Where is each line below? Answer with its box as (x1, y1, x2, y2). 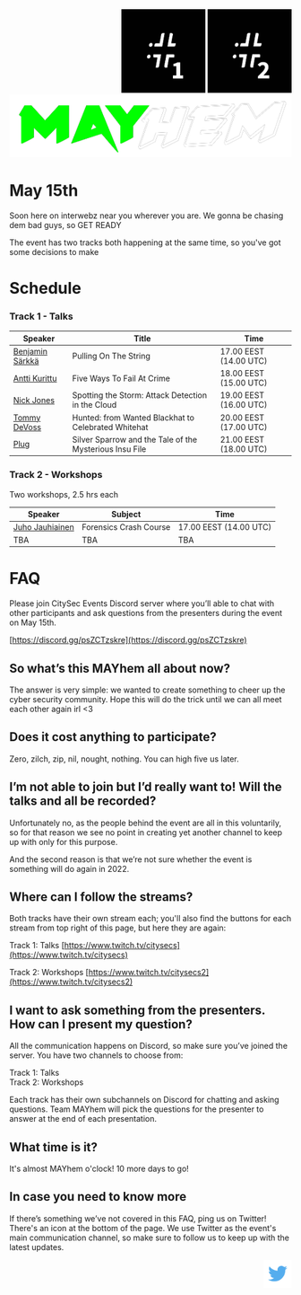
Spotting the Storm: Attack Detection (72, 390, 208, 401)
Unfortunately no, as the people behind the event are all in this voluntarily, (9, 817, 282, 828)
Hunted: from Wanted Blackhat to (72, 412, 195, 423)
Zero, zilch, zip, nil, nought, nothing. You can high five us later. (9, 753, 239, 764)
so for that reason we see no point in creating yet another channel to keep (9, 826, 283, 838)
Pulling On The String (72, 350, 150, 362)
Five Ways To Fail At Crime (72, 373, 170, 383)
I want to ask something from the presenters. (9, 1002, 266, 1017)
